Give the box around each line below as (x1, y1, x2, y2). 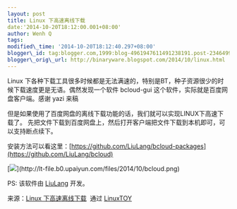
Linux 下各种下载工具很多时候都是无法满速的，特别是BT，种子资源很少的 (7, 76, 218, 85)
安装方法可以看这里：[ (7, 142, 72, 150)
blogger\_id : (7, 50, 46, 57)
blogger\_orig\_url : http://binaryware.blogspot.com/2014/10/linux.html (7, 56, 226, 64)
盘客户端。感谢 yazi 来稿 (7, 94, 79, 102)
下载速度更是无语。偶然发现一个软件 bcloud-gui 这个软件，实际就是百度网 (13, 85, 228, 94)
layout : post (7, 10, 46, 18)
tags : (7, 37, 23, 44)
